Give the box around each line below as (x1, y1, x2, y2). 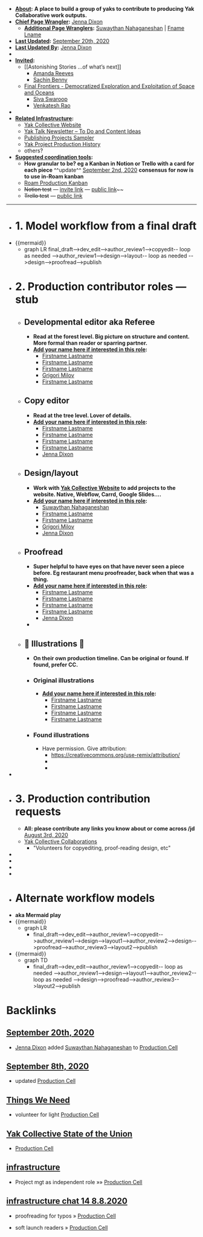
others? (24, 147, 43, 154)
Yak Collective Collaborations (24, 838, 98, 845)
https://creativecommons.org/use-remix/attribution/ (51, 751, 180, 758)
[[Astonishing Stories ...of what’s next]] (24, 63, 121, 70)
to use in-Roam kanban (24, 173, 84, 180)
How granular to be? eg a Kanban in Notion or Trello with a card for (24, 160, 195, 167)
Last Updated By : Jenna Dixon (14, 44, 92, 51)
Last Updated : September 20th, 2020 (14, 38, 110, 44)
